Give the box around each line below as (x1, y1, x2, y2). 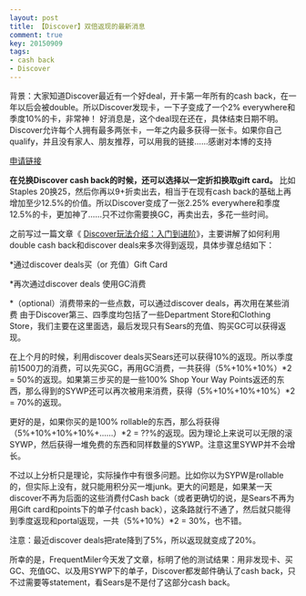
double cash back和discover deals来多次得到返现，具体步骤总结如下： (9, 239, 275, 251)
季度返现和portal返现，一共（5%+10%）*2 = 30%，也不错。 (16, 515, 247, 526)
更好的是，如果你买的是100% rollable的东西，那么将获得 (9, 416, 220, 426)
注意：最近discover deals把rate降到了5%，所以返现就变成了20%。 (9, 534, 261, 545)
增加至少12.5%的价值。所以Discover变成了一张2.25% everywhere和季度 (9, 197, 280, 208)
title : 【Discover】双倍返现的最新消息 (9, 22, 146, 31)
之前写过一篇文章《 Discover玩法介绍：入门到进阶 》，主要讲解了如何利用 (9, 228, 280, 239)
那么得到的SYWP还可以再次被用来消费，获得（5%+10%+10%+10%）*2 (25, 385, 296, 396)
